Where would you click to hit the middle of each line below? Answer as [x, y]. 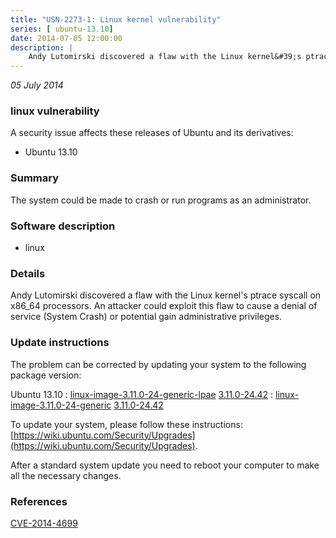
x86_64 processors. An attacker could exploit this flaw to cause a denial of [164, 306]
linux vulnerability [55, 111]
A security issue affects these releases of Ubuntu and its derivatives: [152, 133]
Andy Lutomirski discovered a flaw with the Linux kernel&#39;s [165, 57]
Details [28, 273]
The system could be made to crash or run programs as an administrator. [161, 200]
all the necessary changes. [66, 475]
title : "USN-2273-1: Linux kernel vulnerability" [116, 19]
